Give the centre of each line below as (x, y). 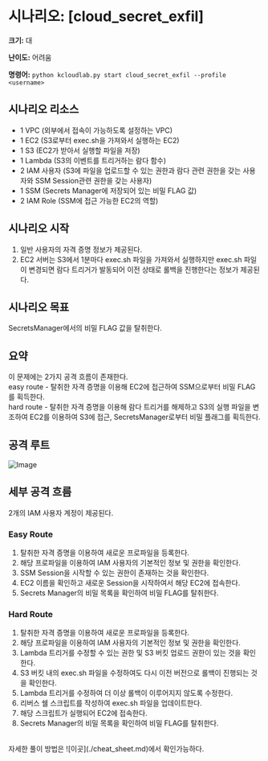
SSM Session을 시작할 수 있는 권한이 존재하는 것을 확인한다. (114, 573)
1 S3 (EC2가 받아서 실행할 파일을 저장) (80, 150)
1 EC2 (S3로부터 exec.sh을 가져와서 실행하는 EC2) (99, 140)
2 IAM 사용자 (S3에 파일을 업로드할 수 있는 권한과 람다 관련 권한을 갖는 (130, 171)
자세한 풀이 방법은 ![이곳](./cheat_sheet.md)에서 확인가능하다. (106, 749)
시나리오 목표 (39, 307)
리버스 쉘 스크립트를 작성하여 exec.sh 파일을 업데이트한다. (111, 703)
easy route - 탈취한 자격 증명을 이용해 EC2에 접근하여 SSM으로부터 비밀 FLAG (132, 387)
